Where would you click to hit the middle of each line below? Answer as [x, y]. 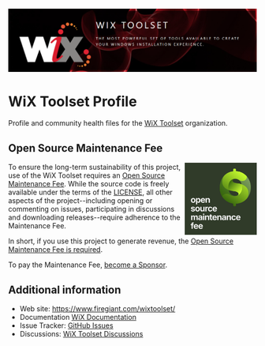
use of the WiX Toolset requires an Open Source [87, 175]
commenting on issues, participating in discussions [91, 209]
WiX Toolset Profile [73, 102]
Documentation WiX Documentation [78, 318]
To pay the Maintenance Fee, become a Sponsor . [88, 265]
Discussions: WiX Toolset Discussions [81, 334]
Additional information [65, 290]
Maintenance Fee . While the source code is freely [89, 184]
